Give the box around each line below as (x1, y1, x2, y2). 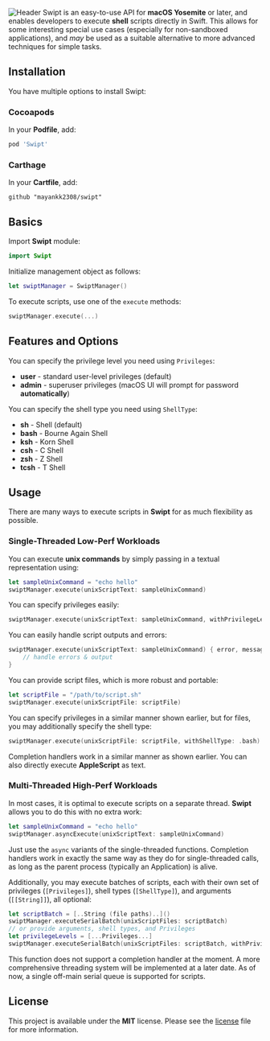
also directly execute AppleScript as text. (8, 760, 146, 770)
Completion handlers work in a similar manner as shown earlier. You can (8, 751, 247, 761)
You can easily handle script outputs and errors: (8, 630, 167, 640)
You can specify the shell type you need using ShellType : (8, 404, 198, 414)
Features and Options (8, 335, 119, 348)
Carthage (8, 159, 47, 171)
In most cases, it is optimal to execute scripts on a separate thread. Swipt (8, 798, 252, 808)
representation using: (8, 562, 79, 572)
